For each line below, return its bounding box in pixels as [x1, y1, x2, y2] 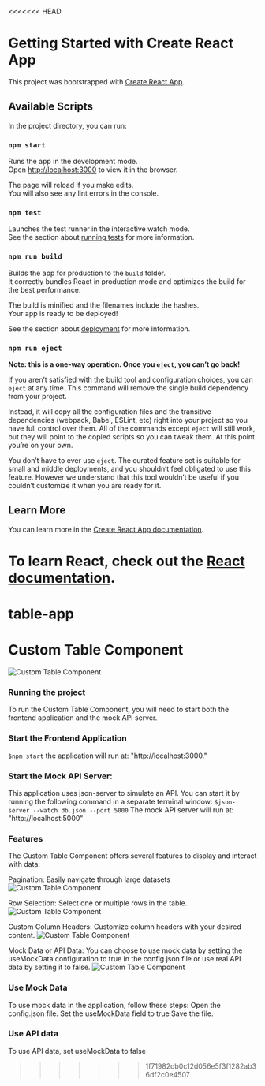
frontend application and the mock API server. [8, 713, 158, 722]
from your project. [8, 391, 67, 401]
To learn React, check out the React [8, 552, 246, 570]
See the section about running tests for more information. [8, 233, 195, 242]
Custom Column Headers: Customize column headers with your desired [8, 922, 242, 931]
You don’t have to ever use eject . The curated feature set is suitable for [8, 455, 241, 465]
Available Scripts [8, 100, 93, 114]
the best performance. [8, 285, 81, 294]
